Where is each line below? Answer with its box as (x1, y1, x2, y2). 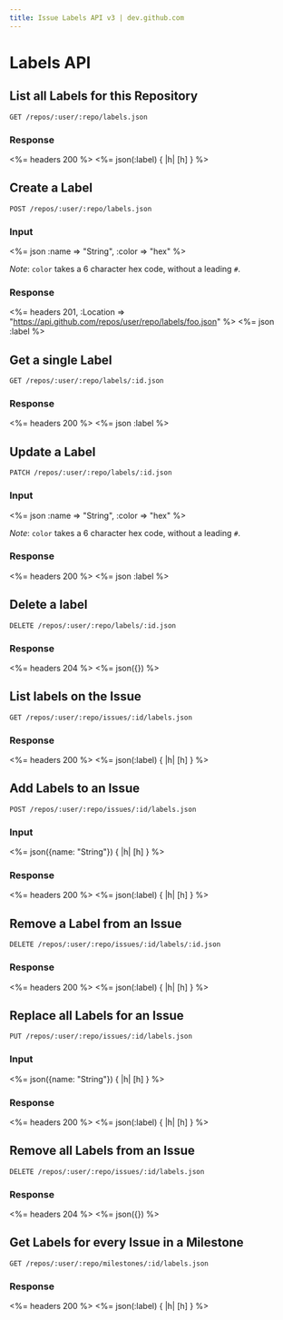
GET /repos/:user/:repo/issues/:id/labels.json (9, 713, 193, 722)
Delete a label (9, 597, 88, 612)
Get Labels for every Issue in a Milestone (9, 1235, 244, 1250)
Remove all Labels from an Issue (9, 1143, 195, 1159)
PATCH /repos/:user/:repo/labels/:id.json (9, 468, 172, 477)
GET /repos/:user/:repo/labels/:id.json (9, 376, 165, 386)
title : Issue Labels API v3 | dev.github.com (9, 13, 184, 23)
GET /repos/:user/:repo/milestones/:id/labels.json (9, 1258, 209, 1268)
